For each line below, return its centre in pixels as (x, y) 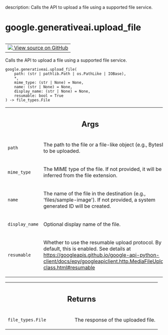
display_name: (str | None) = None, (52, 91)
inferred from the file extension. (80, 176)
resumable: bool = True (39, 96)
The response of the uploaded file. (115, 319)
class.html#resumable (69, 268)
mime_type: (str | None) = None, (49, 82)
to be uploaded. (62, 151)
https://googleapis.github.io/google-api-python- (101, 255)
